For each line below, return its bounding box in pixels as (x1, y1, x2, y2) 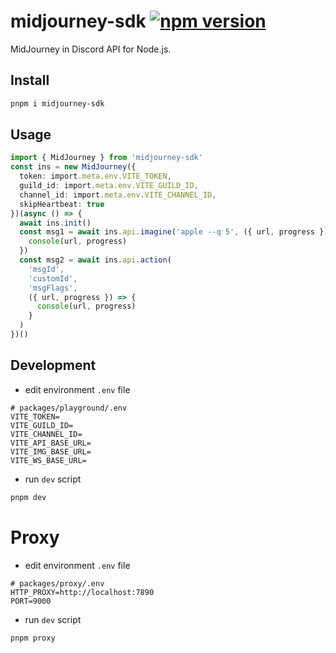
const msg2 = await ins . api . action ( (19, 255, 172, 265)
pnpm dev (10, 492, 47, 502)
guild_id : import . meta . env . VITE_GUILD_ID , (19, 181, 199, 191)
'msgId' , (28, 264, 65, 274)
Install (10, 72, 50, 89)
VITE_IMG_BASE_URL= (10, 446, 92, 457)
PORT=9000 (10, 596, 52, 606)
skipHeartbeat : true (19, 199, 105, 209)
